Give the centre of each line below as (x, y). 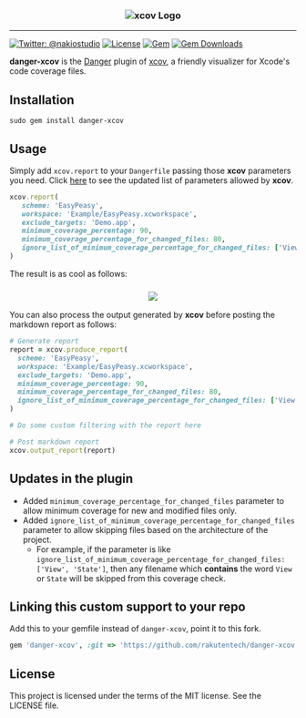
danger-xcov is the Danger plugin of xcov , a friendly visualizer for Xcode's (150, 62)
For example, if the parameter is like (103, 549)
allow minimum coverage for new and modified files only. (130, 510)
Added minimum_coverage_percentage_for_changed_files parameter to (153, 500)
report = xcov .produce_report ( (69, 350)
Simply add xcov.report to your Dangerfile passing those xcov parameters (150, 170)
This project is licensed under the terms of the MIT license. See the (136, 696)
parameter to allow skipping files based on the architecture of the (145, 529)
